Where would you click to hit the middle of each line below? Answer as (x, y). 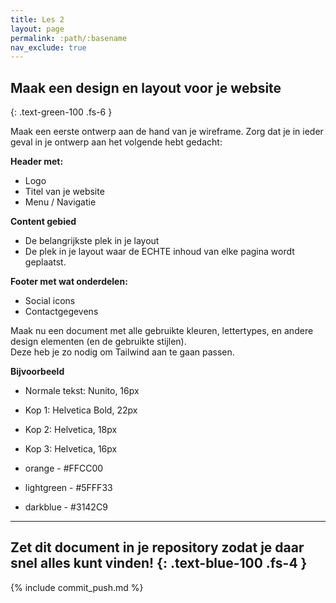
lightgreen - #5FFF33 (68, 488)
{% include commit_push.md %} (77, 587)
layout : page (37, 29)
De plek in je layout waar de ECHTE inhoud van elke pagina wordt (159, 252)
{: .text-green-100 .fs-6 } (61, 112)
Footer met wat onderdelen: (69, 282)
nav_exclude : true (48, 47)
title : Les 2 (37, 19)
